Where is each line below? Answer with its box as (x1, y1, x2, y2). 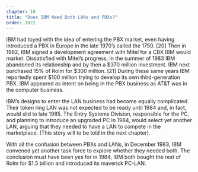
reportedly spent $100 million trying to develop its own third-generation (6, 74, 181, 81)
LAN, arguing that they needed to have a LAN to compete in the (6, 123, 161, 130)
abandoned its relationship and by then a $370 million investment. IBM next (6, 61, 190, 68)
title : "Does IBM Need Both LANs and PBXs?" (6, 14, 118, 20)
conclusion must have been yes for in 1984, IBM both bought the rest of (6, 154, 181, 161)
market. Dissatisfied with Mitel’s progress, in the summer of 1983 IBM (6, 55, 175, 62)
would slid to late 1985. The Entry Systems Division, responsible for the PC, (6, 110, 190, 117)
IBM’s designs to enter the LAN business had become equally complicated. (6, 98, 189, 105)
